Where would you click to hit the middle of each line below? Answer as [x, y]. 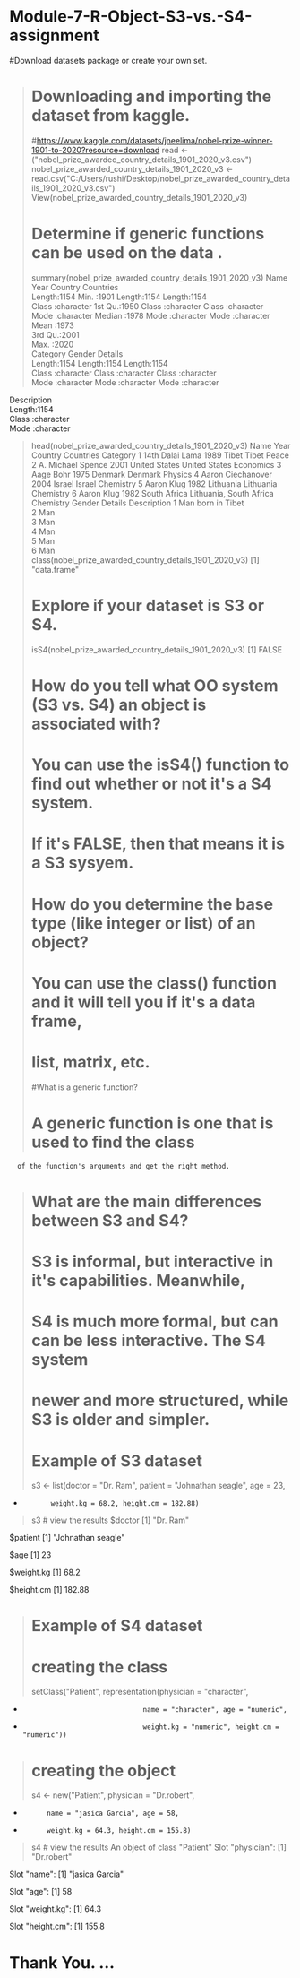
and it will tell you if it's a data [143, 1002]
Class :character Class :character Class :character [124, 373]
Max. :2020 [52, 344]
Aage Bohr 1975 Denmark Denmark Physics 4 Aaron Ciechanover [152, 474]
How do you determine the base [152, 904]
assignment [55, 35]
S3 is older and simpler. [120, 1420]
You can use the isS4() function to [160, 765]
